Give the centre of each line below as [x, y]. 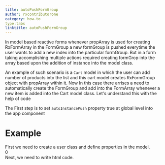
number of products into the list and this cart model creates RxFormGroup [80, 78]
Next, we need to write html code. [39, 158]
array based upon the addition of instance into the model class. [69, 63]
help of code [18, 99]
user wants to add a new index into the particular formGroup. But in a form [81, 53]
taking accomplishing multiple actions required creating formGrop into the [80, 58]
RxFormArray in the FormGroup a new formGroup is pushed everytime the [80, 47]
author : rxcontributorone [32, 14]
